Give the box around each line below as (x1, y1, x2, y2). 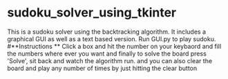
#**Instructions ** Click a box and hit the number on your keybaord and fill (7, 42, 222, 50)
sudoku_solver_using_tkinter (7, 5, 177, 21)
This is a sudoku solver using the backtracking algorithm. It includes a (7, 27, 206, 36)
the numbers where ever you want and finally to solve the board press (7, 49, 207, 58)
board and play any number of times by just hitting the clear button (7, 64, 198, 72)
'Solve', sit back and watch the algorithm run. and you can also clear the (7, 56, 213, 65)
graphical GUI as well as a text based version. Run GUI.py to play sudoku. (7, 34, 216, 43)
